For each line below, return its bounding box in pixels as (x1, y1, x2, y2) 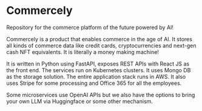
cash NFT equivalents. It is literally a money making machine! (6, 48, 160, 55)
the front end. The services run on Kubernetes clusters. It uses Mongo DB (6, 66, 191, 73)
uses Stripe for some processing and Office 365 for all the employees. (6, 79, 182, 87)
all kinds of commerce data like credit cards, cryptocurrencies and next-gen (6, 42, 197, 49)
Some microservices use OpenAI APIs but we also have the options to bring (6, 91, 195, 98)
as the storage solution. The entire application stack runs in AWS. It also (6, 73, 186, 80)
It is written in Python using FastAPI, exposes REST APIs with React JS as (6, 60, 190, 67)
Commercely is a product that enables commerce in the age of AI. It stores (6, 35, 193, 42)
